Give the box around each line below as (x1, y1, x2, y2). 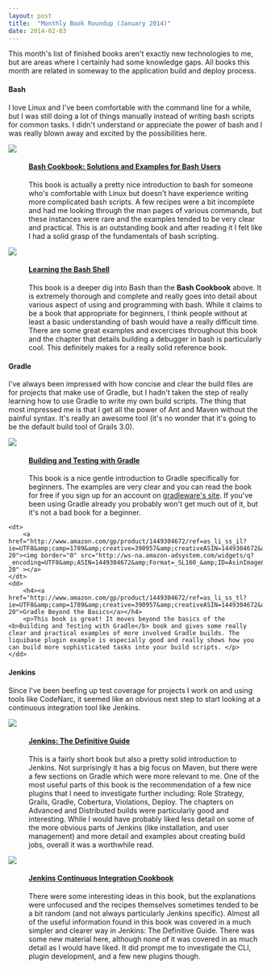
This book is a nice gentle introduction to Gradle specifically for (28, 474, 240, 483)
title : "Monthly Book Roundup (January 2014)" (8, 19, 172, 27)
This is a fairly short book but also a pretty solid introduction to (28, 754, 237, 763)
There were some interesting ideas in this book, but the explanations (28, 892, 256, 900)
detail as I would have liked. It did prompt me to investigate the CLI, (28, 943, 252, 952)
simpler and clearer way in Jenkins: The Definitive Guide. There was (28, 925, 256, 935)
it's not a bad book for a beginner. (28, 507, 141, 517)
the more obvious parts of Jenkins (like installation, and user (28, 822, 230, 832)
